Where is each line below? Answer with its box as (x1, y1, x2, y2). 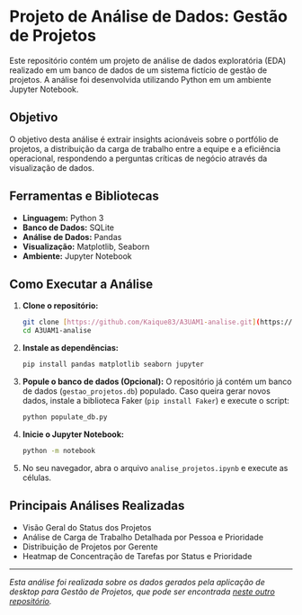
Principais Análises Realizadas (9, 498, 185, 513)
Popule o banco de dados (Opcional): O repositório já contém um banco (22, 376, 292, 387)
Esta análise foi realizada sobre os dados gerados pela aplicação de (9, 576, 265, 587)
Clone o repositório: (22, 300, 99, 311)
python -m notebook (22, 446, 96, 455)
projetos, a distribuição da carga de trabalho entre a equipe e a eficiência (9, 143, 281, 154)
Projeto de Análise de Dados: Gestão (9, 6, 288, 27)
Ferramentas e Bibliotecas (9, 189, 159, 204)
